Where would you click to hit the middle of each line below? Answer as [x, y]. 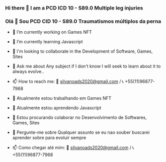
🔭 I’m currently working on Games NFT [52, 32]
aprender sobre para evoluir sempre [49, 138]
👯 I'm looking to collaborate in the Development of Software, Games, [83, 51]
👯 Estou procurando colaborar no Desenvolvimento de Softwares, [80, 118]
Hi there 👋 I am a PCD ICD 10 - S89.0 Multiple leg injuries [74, 8]
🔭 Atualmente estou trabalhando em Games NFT [62, 98]
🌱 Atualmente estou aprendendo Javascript [57, 108]
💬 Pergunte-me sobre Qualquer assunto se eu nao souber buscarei [81, 132]
